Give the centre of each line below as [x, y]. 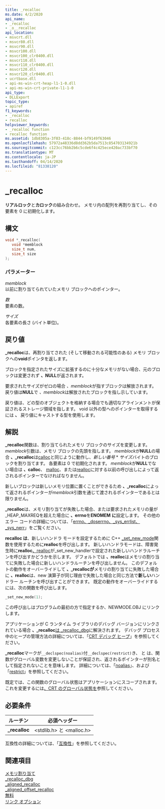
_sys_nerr [15, 528]
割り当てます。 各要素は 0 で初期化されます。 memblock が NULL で [85, 463]
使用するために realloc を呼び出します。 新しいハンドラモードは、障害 [84, 545]
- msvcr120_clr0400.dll [30, 74]
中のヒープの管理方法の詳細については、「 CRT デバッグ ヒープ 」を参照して [80, 636]
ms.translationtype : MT [30, 152]
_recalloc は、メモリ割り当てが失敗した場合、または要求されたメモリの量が [82, 509]
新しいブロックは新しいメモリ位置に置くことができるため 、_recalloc [76, 486]
